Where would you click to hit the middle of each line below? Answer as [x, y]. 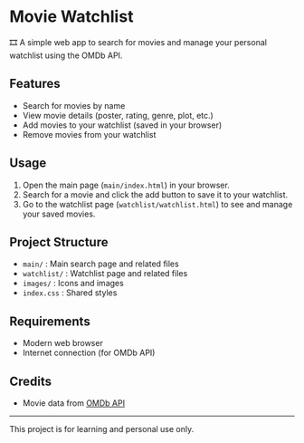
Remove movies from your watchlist [89, 134]
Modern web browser [63, 343]
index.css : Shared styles [70, 293]
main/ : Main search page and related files [100, 264]
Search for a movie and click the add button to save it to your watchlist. [155, 194]
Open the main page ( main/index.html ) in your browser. [126, 185]
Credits [31, 381]
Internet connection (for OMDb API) [89, 353]
